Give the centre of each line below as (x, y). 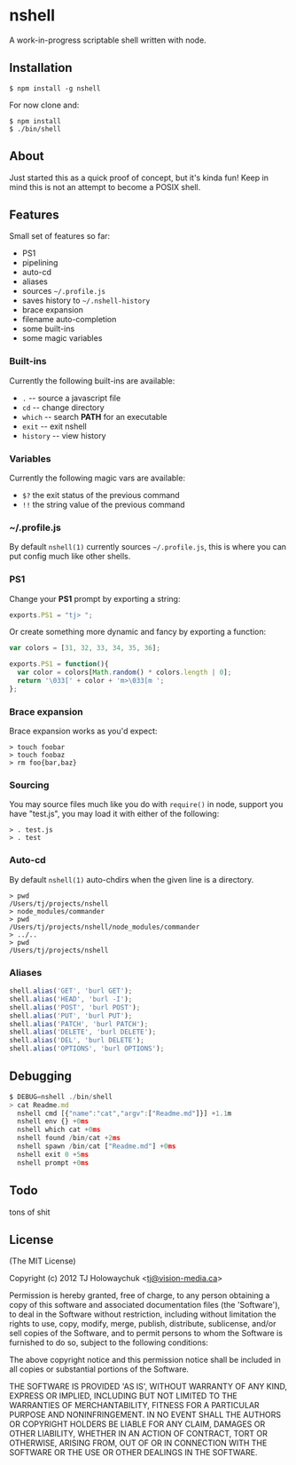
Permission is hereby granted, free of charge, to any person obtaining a (140, 1295)
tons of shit (30, 1212)
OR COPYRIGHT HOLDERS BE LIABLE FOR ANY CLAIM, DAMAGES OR (137, 1424)
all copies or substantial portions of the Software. (99, 1369)
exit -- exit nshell (54, 426)
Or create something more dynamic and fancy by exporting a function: (138, 632)
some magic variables (62, 338)
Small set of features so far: (60, 236)
